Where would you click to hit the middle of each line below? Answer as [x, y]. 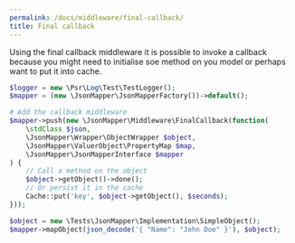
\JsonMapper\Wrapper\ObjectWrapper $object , [111, 137]
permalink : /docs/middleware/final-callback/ [96, 18]
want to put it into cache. [56, 71]
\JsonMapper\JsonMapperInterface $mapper [105, 154]
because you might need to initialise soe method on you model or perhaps [148, 61]
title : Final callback [52, 26]
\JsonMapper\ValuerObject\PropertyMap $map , [111, 145]
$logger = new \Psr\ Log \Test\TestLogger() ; [93, 88]
